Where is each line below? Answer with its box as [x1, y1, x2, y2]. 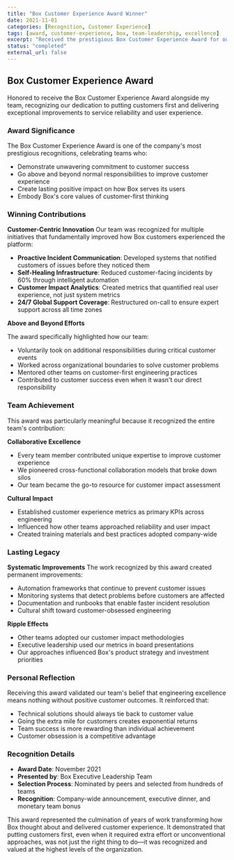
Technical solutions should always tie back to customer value [17, 709, 194, 718]
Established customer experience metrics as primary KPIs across [17, 507, 205, 516]
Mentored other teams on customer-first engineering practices [17, 368, 198, 377]
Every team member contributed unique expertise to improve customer [17, 451, 221, 459]
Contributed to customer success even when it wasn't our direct [17, 376, 202, 384]
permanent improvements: [7, 570, 84, 579]
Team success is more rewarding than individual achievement [17, 725, 195, 733]
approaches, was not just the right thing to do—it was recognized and [7, 838, 208, 846]
